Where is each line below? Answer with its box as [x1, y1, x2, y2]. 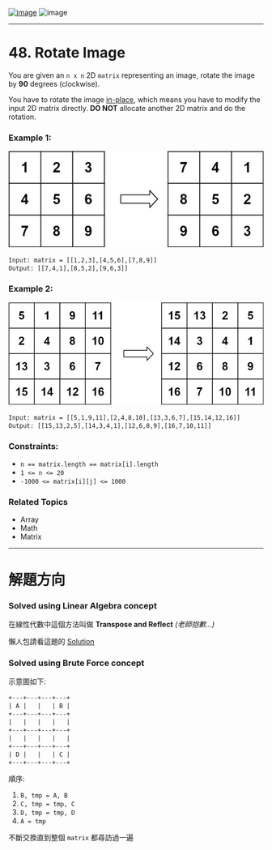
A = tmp [19, 818, 46, 826]
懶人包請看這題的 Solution [8, 636, 95, 646]
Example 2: [8, 284, 53, 295]
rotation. [8, 112, 36, 122]
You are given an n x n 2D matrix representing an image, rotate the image [8, 70, 255, 80]
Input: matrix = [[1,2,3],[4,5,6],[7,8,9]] [8, 256, 158, 265]
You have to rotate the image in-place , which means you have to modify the [8, 94, 261, 105]
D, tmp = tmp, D [19, 809, 75, 818]
